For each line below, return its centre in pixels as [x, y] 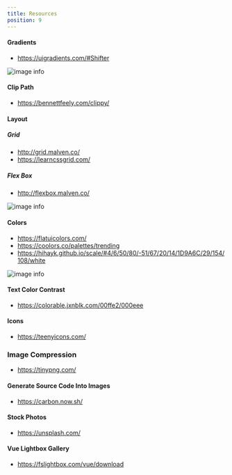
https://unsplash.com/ [49, 433]
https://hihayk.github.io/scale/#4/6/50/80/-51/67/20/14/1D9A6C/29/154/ [121, 253]
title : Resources [32, 14]
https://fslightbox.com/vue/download [70, 464]
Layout [17, 118]
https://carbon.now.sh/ [50, 401]
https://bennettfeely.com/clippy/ [63, 102]
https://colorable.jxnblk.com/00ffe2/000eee [80, 305]
